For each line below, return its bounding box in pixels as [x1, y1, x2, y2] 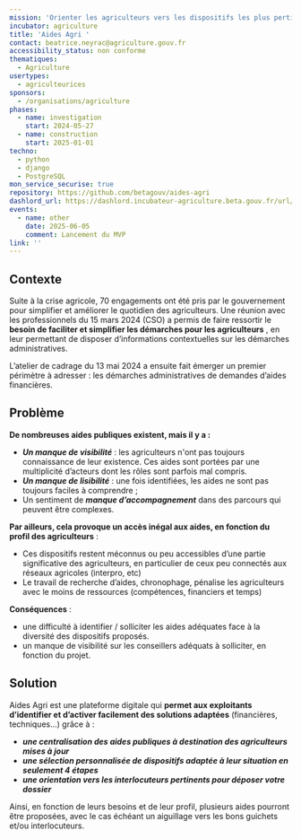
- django [17, 163, 50, 172]
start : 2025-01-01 [25, 138, 94, 147]
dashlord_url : [9, 197, 63, 206]
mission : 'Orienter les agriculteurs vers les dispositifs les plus [9, 13, 271, 22]
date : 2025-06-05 [25, 222, 90, 231]
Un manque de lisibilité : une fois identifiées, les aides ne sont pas [21, 475, 269, 485]
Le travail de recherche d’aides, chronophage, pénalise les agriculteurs [21, 576, 285, 588]
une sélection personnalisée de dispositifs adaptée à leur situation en [21, 755, 288, 765]
